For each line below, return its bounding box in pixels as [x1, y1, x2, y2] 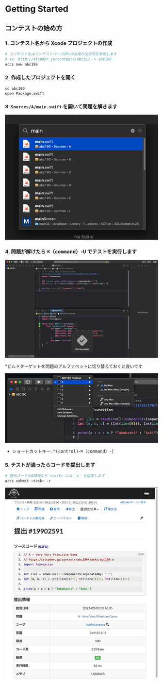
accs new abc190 [5, 62, 38, 67]
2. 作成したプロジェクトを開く [5, 74, 76, 81]
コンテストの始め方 [5, 24, 63, 32]
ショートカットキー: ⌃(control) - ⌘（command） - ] [12, 448, 114, 454]
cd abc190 [5, 86, 25, 91]
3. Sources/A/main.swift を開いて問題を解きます [5, 103, 117, 110]
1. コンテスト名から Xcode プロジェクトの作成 [5, 40, 113, 47]
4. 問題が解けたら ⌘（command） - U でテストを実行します [5, 248, 137, 255]
